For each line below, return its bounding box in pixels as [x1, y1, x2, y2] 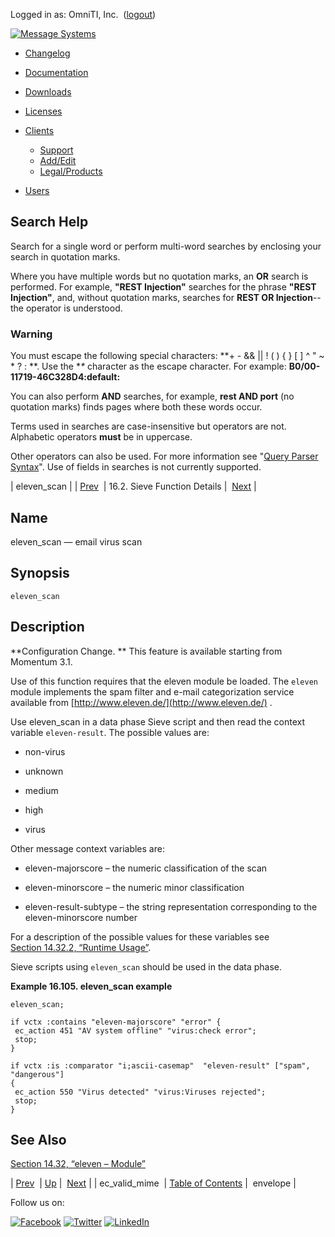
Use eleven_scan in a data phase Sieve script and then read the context [10, 715, 306, 728]
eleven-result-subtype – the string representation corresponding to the [24, 900, 318, 913]
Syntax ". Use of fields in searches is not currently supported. [10, 461, 262, 473]
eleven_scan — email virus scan [10, 535, 143, 548]
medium [24, 784, 59, 796]
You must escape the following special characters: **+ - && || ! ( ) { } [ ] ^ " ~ [10, 350, 325, 362]
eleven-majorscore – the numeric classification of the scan [24, 862, 268, 874]
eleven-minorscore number [24, 911, 138, 923]
